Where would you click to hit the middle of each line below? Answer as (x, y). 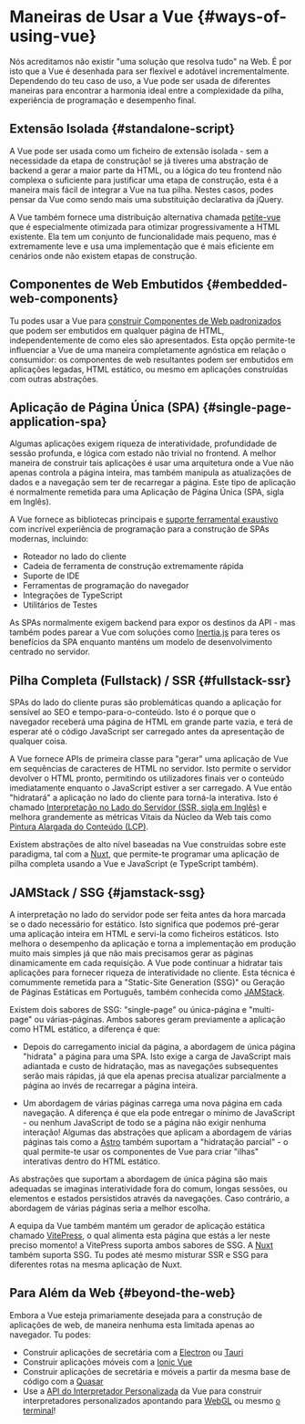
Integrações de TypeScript (72, 596)
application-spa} (58, 421)
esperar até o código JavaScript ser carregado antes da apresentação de (147, 732)
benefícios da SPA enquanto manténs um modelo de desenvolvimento (141, 642)
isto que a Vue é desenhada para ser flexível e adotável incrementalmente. (149, 71)
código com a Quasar (63, 1381)
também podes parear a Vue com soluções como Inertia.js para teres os (145, 632)
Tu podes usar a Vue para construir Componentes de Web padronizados (146, 320)
